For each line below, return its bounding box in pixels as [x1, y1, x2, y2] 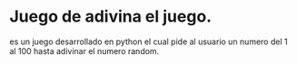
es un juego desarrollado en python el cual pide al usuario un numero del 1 [9, 36, 288, 47]
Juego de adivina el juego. [9, 6, 212, 27]
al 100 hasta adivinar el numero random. [9, 45, 160, 56]
